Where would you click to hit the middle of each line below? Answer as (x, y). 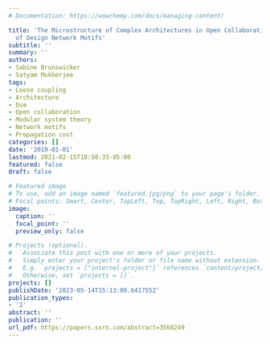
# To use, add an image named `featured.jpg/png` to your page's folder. (135, 194)
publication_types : (41, 297)
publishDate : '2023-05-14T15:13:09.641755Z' (84, 290)
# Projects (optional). (48, 245)
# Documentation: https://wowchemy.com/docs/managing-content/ (117, 16)
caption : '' (36, 216)
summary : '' (28, 53)
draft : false (30, 172)
